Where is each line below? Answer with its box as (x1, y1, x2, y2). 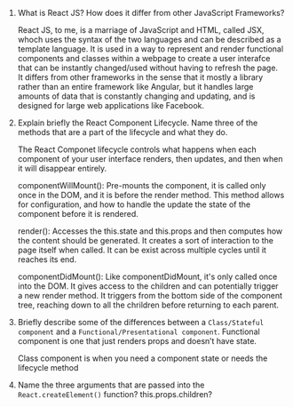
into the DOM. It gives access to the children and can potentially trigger (17, 281, 279, 291)
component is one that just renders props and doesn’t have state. (17, 336, 257, 346)
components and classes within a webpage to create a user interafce (17, 53, 271, 63)
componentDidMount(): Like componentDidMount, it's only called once (17, 271, 278, 282)
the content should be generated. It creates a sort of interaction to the (17, 235, 273, 245)
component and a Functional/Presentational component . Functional (17, 326, 260, 337)
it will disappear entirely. (17, 164, 107, 173)
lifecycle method (17, 363, 79, 372)
